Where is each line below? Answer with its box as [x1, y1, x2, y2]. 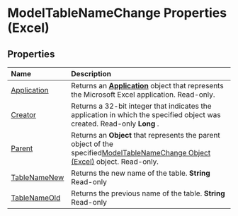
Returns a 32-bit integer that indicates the [70, 101, 212, 111]
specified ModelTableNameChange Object [70, 148, 211, 157]
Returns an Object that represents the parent [70, 131, 221, 140]
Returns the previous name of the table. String [70, 188, 225, 198]
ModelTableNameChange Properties [7, 5, 227, 21]
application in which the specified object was [70, 110, 221, 119]
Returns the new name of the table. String [70, 168, 210, 178]
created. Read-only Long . [70, 119, 159, 128]
